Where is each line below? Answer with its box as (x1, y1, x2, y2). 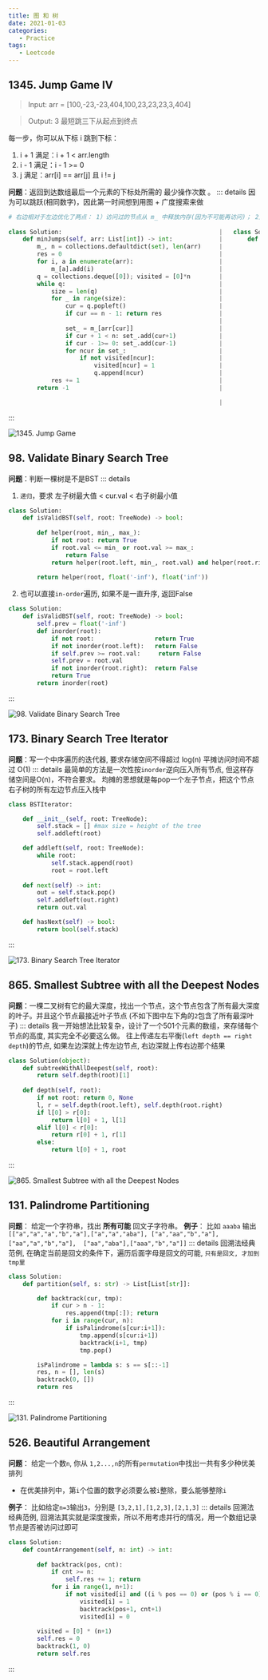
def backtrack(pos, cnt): (37, 1560, 124, 1569)
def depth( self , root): (22, 1086, 102, 1095)
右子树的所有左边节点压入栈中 (8, 784, 106, 794)
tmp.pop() (79, 1346, 112, 1355)
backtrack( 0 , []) (37, 1375, 94, 1383)
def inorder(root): (37, 627, 102, 635)
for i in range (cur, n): (50, 1316, 134, 1325)
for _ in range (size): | (50, 295, 223, 303)
